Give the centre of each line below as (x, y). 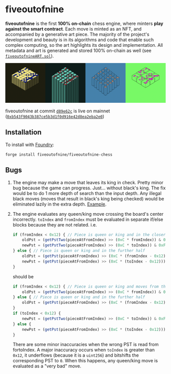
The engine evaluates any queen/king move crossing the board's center (88, 214)
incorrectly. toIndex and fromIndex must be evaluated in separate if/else (88, 219)
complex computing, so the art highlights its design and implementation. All (84, 45)
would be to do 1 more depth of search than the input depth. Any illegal (87, 193)
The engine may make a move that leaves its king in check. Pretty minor (88, 182)
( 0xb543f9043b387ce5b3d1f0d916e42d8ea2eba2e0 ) (55, 116)
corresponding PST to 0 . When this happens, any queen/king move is (85, 361)
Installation (23, 133)
